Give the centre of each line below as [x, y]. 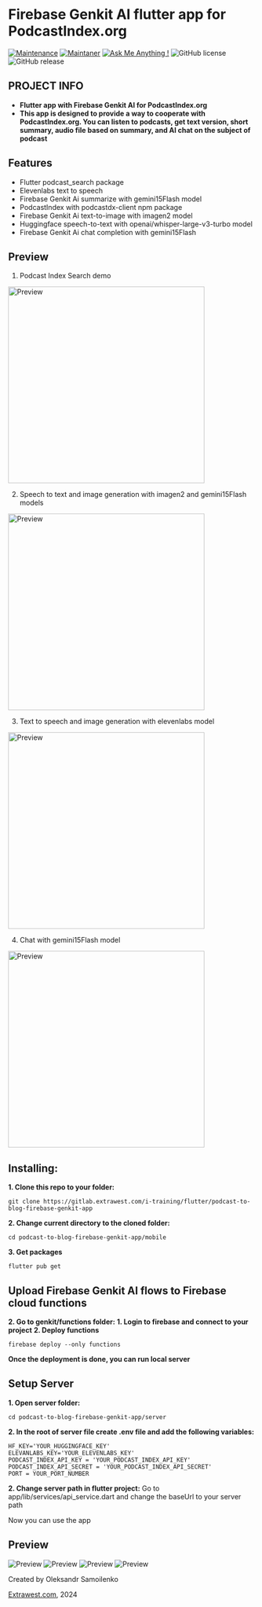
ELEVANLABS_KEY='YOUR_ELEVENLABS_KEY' [71, 1453]
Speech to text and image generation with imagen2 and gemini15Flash [133, 495]
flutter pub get [35, 1267]
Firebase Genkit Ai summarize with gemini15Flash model [111, 199]
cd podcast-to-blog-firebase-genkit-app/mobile [87, 1237]
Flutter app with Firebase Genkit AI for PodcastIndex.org [113, 105]
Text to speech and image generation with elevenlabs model [117, 722]
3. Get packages [35, 1252]
